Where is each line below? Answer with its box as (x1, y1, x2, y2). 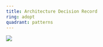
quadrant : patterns (6, 19, 54, 25)
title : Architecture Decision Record (6, 8, 98, 15)
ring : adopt (6, 14, 35, 20)
